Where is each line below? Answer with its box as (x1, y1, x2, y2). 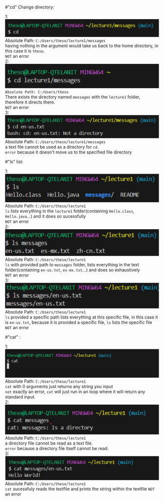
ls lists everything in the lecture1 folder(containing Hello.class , (5, 208, 135, 214)
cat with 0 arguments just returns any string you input (5, 384, 113, 390)
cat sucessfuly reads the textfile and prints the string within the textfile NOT (5, 486, 155, 492)
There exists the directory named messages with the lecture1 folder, (5, 94, 141, 100)
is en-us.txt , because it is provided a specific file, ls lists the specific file (5, 319, 152, 325)
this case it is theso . (5, 48, 45, 54)
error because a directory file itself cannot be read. (5, 445, 109, 451)
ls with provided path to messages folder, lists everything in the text (5, 262, 139, 267)
